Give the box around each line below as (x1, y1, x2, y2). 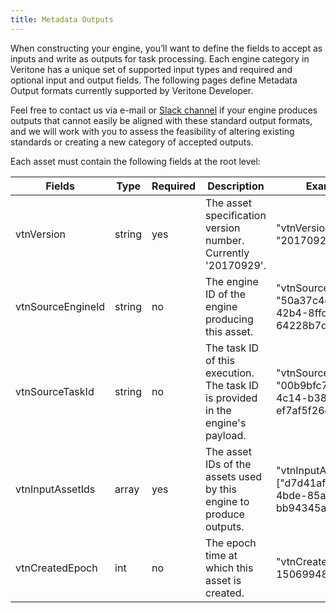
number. (205, 233, 245, 247)
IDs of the (205, 457, 252, 471)
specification (205, 208, 267, 222)
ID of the (205, 287, 247, 301)
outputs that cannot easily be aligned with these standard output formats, (10, 114, 313, 126)
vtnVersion (15, 227, 67, 241)
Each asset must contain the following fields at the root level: (10, 155, 261, 167)
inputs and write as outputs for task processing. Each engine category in (10, 52, 310, 65)
